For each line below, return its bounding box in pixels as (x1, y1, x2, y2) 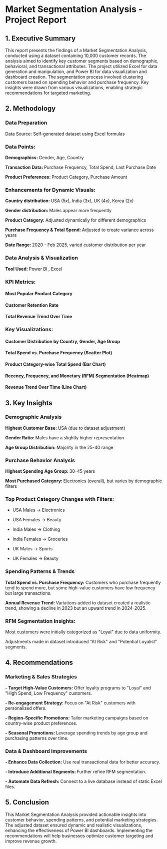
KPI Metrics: (5, 278, 36, 285)
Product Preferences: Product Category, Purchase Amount (5, 174, 127, 180)
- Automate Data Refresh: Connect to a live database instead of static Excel (5, 778, 162, 784)
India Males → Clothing (12, 526, 60, 532)
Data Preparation (5, 119, 47, 126)
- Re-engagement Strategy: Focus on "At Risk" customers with (5, 699, 136, 706)
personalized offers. (5, 705, 46, 711)
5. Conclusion (5, 798, 49, 806)
